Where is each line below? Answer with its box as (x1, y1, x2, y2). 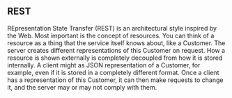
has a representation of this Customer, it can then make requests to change (7, 76, 224, 84)
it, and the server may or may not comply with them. (7, 83, 157, 91)
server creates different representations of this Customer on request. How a (7, 46, 225, 54)
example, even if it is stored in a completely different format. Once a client (7, 68, 219, 76)
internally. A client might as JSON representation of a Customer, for (7, 60, 201, 69)
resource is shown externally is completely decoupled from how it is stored (7, 54, 223, 62)
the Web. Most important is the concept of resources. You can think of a (7, 31, 215, 40)
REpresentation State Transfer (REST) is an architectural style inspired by (7, 24, 217, 32)
